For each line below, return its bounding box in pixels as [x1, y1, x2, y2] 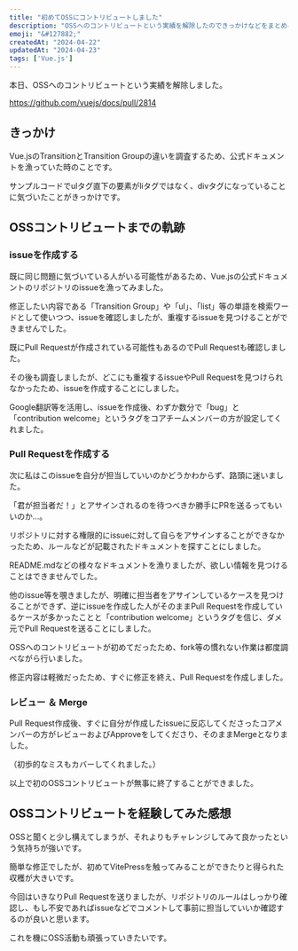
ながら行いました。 [16, 653, 87, 664]
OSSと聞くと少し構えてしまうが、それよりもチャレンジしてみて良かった [9, 831, 273, 842]
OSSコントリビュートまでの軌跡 [9, 220, 185, 235]
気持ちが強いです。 [16, 842, 87, 853]
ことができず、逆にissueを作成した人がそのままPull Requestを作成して [16, 601, 276, 611]
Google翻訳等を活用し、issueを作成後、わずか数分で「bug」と [9, 401, 240, 413]
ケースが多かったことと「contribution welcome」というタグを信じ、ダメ [16, 611, 282, 622]
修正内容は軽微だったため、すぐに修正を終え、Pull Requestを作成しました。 [9, 672, 288, 682]
